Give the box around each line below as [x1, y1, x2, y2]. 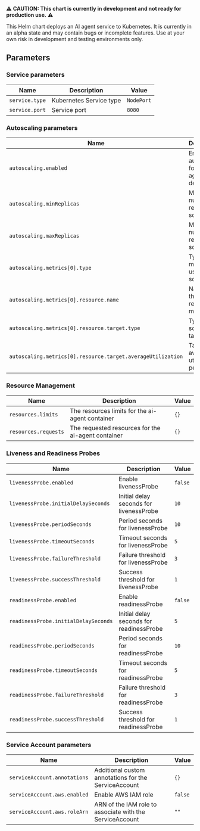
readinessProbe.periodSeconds [9, 642, 95, 649]
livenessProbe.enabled [9, 479, 73, 486]
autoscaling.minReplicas [9, 200, 80, 207]
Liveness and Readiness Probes [6, 449, 100, 457]
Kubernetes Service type [51, 96, 121, 104]
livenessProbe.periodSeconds [9, 521, 92, 528]
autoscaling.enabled [9, 164, 67, 172]
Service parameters [6, 71, 65, 79]
